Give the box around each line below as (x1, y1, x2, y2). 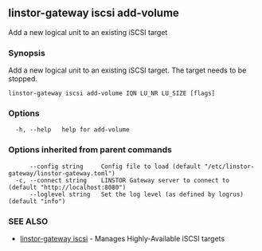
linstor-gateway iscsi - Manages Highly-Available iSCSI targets (19, 234, 225, 243)
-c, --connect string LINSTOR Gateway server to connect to (15, 176, 229, 184)
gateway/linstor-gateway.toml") (8, 169, 115, 178)
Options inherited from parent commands (8, 144, 173, 155)
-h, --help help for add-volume (15, 126, 130, 134)
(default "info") (8, 197, 66, 206)
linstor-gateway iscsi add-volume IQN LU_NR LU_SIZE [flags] (8, 89, 216, 98)
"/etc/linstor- (204, 163, 255, 171)
